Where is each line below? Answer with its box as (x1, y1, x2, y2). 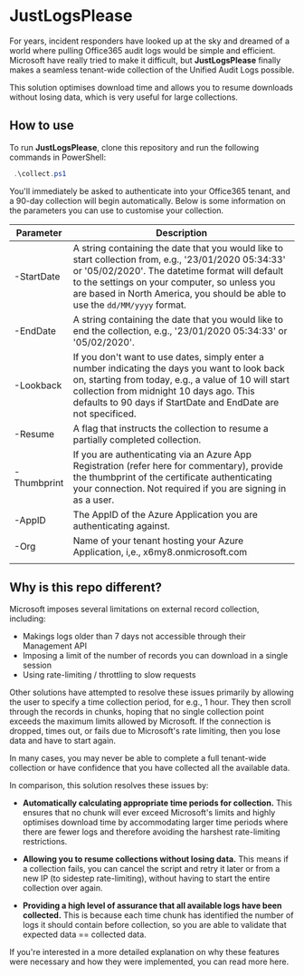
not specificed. (72, 407, 138, 420)
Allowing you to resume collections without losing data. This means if (22, 854, 290, 864)
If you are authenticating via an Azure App (72, 448, 252, 461)
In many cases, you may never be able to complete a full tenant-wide (9, 753, 267, 764)
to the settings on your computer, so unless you (72, 276, 276, 288)
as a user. (72, 493, 115, 506)
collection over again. (22, 883, 103, 893)
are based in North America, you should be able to (72, 287, 287, 299)
